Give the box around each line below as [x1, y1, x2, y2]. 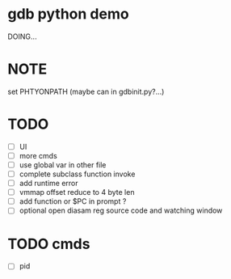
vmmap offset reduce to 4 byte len [19, 188, 135, 197]
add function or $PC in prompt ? [19, 197, 127, 206]
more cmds [19, 150, 57, 160]
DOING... [7, 32, 37, 41]
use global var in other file [19, 159, 107, 170]
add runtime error [19, 179, 78, 188]
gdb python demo [7, 5, 130, 23]
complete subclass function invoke [19, 169, 136, 179]
